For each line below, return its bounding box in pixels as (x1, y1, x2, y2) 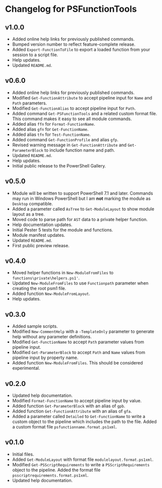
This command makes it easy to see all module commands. (12, 116, 132, 122)
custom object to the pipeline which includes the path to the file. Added (12, 419, 157, 424)
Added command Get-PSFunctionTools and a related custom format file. (12, 110, 157, 116)
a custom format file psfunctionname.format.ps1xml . (12, 424, 117, 430)
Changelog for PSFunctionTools (5, 3, 137, 15)
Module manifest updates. (12, 232, 65, 238)
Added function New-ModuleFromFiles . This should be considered (12, 360, 143, 366)
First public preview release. (12, 242, 70, 248)
